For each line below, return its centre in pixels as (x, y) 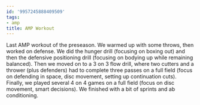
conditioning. (22, 96)
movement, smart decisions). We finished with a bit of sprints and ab (91, 89)
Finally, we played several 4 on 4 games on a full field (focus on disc (90, 83)
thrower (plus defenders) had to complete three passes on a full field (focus (99, 70)
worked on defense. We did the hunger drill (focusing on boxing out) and (96, 52)
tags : (13, 17)
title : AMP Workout (30, 28)
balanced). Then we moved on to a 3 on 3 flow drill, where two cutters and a (100, 64)
